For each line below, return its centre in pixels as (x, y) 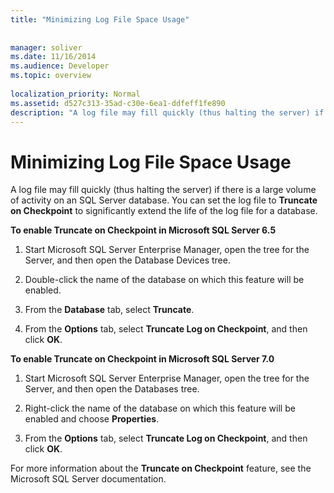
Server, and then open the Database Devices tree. (127, 260)
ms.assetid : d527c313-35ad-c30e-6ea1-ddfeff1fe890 (118, 103)
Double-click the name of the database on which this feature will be (164, 280)
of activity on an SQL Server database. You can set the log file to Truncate (164, 200)
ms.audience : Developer (60, 66)
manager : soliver (46, 47)
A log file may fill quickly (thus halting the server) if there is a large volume (163, 190)
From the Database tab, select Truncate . (109, 310)
